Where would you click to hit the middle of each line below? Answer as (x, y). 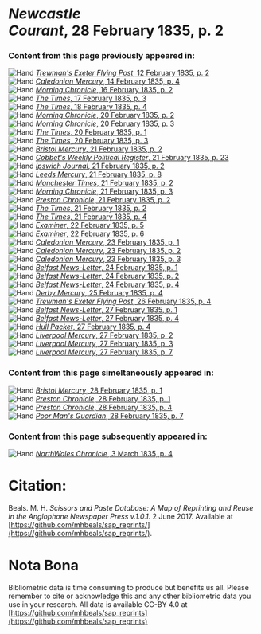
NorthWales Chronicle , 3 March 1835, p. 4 (104, 454)
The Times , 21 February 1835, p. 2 (91, 209)
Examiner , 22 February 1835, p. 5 (90, 225)
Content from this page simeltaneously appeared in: (111, 373)
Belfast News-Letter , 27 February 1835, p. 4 (107, 319)
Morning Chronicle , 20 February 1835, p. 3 (105, 123)
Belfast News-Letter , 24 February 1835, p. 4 (107, 284)
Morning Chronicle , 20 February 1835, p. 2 (105, 115)
